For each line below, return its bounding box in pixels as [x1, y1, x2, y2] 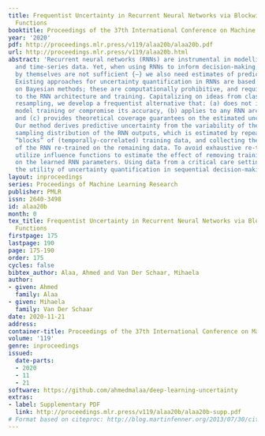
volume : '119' [8, 335, 55, 343]
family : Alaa [15, 291, 58, 299]
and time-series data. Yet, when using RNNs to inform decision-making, [15, 63, 259, 71]
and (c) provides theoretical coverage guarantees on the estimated [15, 115, 245, 122]
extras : [8, 393, 34, 401]
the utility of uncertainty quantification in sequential [15, 166, 211, 174]
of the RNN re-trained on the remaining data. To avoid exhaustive [15, 144, 242, 152]
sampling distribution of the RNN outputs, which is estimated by [15, 129, 238, 137]
